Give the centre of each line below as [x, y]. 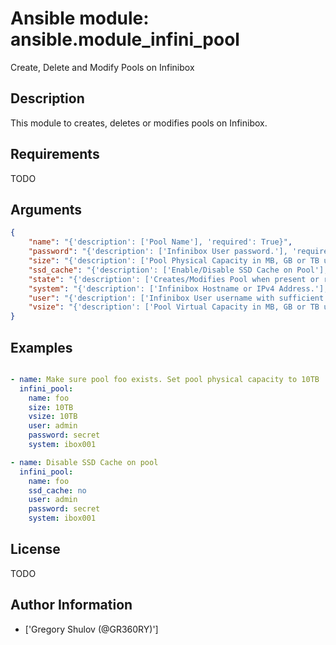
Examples [41, 347]
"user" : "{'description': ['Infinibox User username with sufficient [176, 298]
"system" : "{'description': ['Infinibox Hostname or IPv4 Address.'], [178, 288]
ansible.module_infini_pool [125, 39]
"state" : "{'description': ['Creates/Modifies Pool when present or [174, 279]
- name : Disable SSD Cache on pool [84, 462]
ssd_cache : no [57, 490]
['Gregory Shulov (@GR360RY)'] [91, 629]
